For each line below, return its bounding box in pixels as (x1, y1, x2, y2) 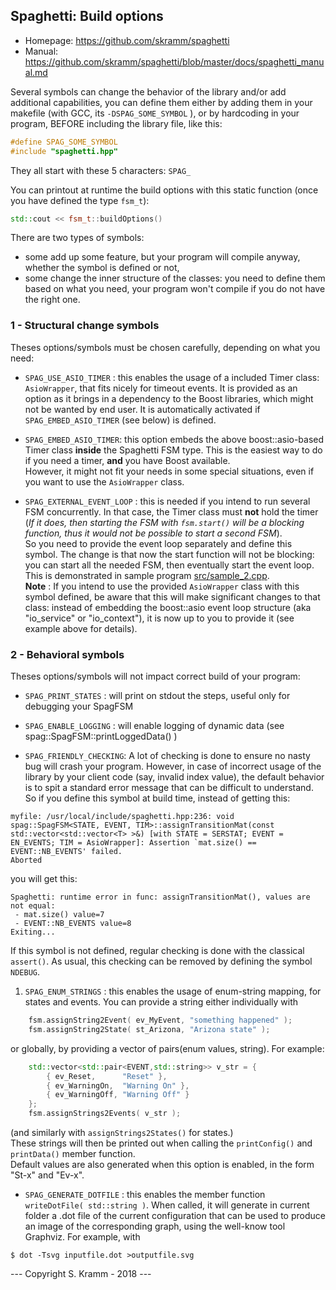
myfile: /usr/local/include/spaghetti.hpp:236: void (10, 812, 235, 822)
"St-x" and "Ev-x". (10, 1169, 85, 1181)
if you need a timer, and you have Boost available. (24, 454, 231, 466)
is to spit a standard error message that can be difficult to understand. (24, 782, 314, 794)
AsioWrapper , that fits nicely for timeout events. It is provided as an (24, 382, 298, 394)
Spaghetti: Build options (10, 8, 164, 25)
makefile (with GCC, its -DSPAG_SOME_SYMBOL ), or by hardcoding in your (10, 107, 300, 119)
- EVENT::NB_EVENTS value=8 (14, 919, 132, 929)
